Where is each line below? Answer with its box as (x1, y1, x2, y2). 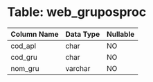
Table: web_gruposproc (7, 4, 147, 20)
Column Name (10, 29, 59, 39)
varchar (65, 63, 91, 73)
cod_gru (10, 52, 38, 62)
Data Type (65, 29, 100, 39)
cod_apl (10, 41, 37, 51)
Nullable (106, 29, 135, 39)
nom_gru (10, 63, 39, 73)
